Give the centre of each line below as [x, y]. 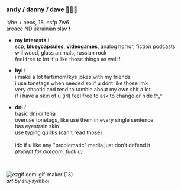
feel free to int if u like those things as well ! [68, 59]
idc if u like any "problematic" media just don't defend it [83, 145]
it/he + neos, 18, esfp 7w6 [38, 23]
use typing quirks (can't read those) [58, 132]
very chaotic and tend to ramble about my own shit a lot [83, 90]
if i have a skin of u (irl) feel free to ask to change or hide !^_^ [88, 96]
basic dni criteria [35, 114]
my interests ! [32, 40]
